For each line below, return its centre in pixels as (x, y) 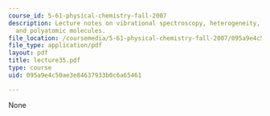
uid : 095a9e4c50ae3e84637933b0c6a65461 (75, 75)
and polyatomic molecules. (61, 30)
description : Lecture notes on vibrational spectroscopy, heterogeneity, (135, 23)
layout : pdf (28, 53)
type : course (30, 68)
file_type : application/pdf (55, 46)
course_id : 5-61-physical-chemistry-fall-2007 (88, 16)
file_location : (34, 38)
